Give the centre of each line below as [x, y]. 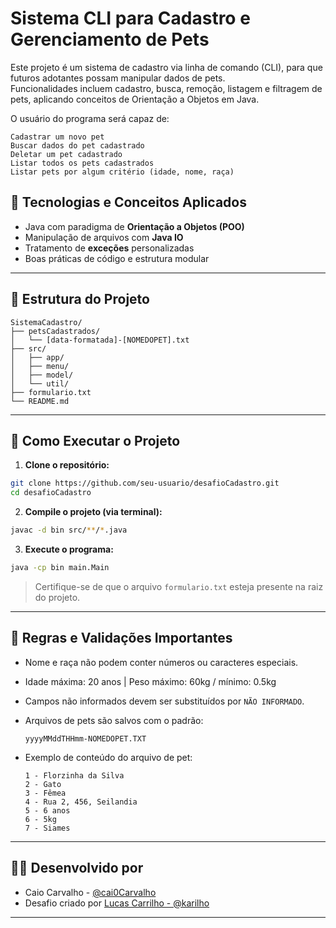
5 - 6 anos [47, 810]
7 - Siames [47, 828]
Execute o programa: [69, 549]
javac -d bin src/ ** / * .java [69, 530]
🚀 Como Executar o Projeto [95, 440]
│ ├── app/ [37, 357]
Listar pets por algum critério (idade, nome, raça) [122, 172]
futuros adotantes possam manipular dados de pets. [118, 78]
